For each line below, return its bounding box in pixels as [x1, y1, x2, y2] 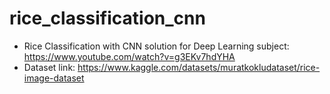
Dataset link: [23, 61, 76, 73]
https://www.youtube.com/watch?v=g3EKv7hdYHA [23, 50, 236, 62]
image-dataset [23, 72, 85, 84]
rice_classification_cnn [9, 7, 206, 30]
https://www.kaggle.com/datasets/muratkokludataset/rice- [77, 61, 321, 73]
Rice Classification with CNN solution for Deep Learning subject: [23, 40, 290, 52]
